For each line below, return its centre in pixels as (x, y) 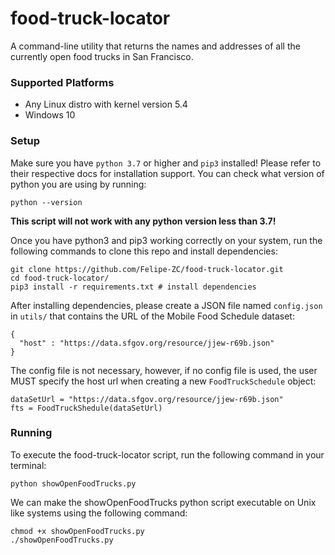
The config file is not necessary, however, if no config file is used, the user (164, 370)
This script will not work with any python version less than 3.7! (143, 221)
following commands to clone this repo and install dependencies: (144, 251)
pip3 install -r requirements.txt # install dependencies (133, 287)
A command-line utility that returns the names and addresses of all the (155, 46)
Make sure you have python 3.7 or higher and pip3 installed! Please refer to (166, 163)
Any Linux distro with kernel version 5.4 (106, 104)
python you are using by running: (78, 184)
